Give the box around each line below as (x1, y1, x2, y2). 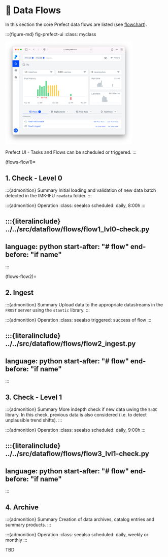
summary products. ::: (5, 522, 52, 528)
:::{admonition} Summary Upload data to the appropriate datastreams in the (5, 301, 163, 307)
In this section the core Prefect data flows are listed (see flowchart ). (5, 21, 147, 27)
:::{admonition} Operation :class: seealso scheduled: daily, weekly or (5, 532, 149, 538)
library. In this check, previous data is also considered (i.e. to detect (5, 412, 147, 417)
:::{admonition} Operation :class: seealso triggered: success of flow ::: (5, 317, 152, 323)
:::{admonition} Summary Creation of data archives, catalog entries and (5, 516, 155, 523)
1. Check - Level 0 (5, 173, 62, 182)
